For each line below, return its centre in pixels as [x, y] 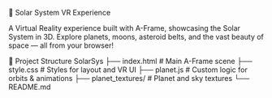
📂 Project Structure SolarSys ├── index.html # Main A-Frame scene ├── [131, 61]
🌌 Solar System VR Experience [60, 13]
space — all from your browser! [61, 45]
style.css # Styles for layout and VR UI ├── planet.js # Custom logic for [128, 70]
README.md [30, 87]
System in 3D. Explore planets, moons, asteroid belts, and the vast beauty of [136, 37]
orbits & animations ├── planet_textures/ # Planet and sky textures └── [129, 78]
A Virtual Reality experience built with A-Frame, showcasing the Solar [125, 28]
